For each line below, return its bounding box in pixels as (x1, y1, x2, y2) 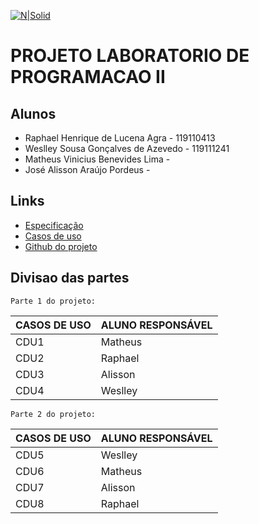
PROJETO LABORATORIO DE (10, 45, 250, 67)
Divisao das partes (10, 270, 130, 287)
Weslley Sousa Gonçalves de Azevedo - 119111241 (24, 143, 230, 154)
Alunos (10, 105, 57, 122)
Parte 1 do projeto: (10, 296, 97, 306)
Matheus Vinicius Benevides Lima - (24, 153, 171, 165)
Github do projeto (24, 240, 98, 252)
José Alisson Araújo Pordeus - (24, 164, 151, 175)
